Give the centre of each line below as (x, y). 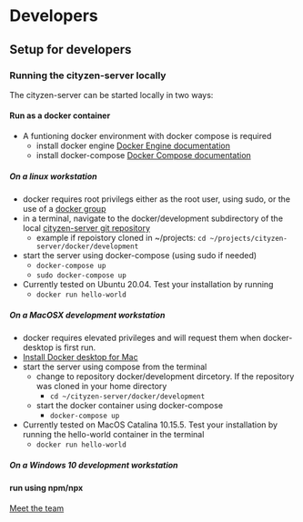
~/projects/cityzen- (249, 239)
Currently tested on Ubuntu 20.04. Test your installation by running (148, 285)
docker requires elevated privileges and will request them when (141, 338)
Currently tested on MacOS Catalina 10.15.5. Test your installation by (150, 425)
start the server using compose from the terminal (115, 367)
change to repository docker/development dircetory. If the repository (165, 376)
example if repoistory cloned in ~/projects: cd (121, 238)
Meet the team (37, 508)
